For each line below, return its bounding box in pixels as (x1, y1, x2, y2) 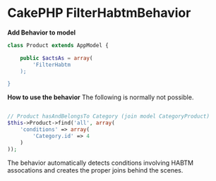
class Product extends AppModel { (7, 42, 109, 49)
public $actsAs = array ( (20, 54, 93, 61)
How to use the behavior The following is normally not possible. (7, 93, 194, 101)
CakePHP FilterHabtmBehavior (7, 5, 191, 21)
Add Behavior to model (7, 28, 76, 37)
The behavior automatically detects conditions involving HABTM (7, 158, 194, 167)
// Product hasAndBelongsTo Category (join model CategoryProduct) (7, 113, 210, 120)
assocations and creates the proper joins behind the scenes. (7, 166, 184, 174)
